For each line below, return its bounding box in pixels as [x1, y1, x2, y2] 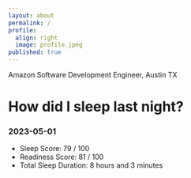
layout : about [8, 11, 55, 20]
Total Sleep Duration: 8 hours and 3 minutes [19, 161, 163, 170]
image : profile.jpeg [15, 41, 83, 49]
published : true [8, 48, 62, 56]
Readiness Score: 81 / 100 [19, 152, 104, 162]
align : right [15, 33, 58, 42]
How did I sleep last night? [8, 98, 184, 116]
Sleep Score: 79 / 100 [19, 144, 90, 153]
